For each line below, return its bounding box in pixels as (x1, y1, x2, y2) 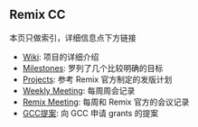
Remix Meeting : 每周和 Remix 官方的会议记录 (22, 96, 190, 107)
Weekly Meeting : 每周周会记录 (22, 85, 136, 95)
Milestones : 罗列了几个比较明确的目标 (22, 62, 164, 73)
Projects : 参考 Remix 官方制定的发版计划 (22, 74, 173, 85)
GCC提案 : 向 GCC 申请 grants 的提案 (22, 107, 159, 118)
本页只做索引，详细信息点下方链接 (9, 32, 137, 43)
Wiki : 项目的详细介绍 (22, 51, 99, 62)
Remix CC (9, 7, 66, 23)
